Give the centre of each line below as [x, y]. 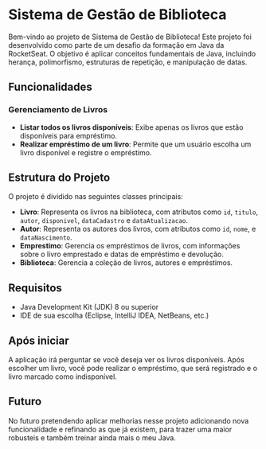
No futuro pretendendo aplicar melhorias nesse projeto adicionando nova [129, 420]
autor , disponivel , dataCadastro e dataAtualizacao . [104, 221]
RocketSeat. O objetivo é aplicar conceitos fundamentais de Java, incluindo [132, 53]
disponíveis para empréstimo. [68, 135]
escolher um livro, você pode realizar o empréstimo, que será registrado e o [133, 369]
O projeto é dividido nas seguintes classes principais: [96, 197]
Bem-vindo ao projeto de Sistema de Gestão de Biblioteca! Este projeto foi [130, 37]
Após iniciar [39, 340]
